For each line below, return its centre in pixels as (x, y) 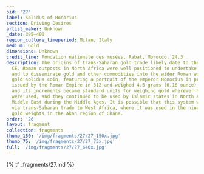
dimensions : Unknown (32, 52)
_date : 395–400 (25, 35)
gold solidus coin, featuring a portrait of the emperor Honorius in (101, 79)
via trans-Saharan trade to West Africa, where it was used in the (99, 108)
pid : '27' (19, 12)
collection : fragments (35, 130)
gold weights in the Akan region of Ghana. (67, 113)
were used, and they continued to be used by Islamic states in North (103, 96)
